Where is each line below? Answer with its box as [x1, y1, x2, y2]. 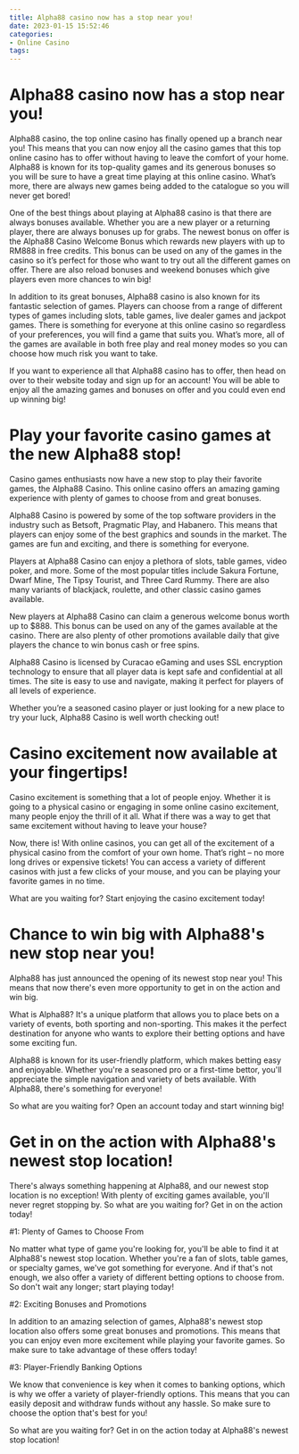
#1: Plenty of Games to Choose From [9, 1225, 145, 1237]
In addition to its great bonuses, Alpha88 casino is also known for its [9, 291, 261, 302]
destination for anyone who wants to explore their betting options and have [9, 1028, 286, 1039]
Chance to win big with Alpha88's [9, 924, 265, 945]
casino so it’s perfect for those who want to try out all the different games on [9, 255, 291, 266]
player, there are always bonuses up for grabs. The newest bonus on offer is [9, 227, 290, 238]
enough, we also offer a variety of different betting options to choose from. [9, 1272, 285, 1283]
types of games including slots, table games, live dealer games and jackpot [9, 310, 287, 322]
